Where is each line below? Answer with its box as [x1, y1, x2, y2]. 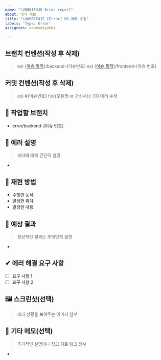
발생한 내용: [12, 204, 35, 210]
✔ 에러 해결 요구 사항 [5, 259, 65, 268]
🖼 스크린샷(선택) [5, 295, 54, 303]
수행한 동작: [12, 192, 35, 198]
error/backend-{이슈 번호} [12, 122, 64, 128]
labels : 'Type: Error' [5, 21, 51, 26]
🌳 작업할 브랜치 [5, 109, 48, 117]
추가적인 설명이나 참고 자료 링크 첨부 [17, 341, 87, 347]
